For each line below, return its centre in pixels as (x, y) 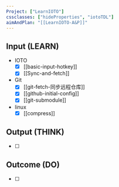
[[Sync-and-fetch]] (46, 74)
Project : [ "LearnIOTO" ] (35, 11)
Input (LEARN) (33, 46)
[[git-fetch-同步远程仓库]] (54, 87)
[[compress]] (39, 113)
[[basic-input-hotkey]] (50, 67)
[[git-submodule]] (45, 100)
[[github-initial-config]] (51, 93)
